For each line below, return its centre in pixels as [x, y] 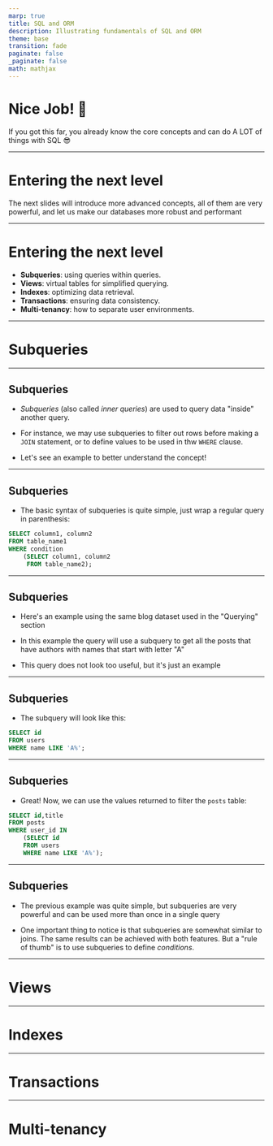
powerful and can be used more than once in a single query [120, 914]
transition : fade [38, 46]
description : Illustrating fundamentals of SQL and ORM [105, 31]
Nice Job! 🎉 [48, 108]
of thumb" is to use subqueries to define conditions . [107, 947]
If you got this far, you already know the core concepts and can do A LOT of [135, 132]
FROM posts [27, 823]
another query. [45, 417]
